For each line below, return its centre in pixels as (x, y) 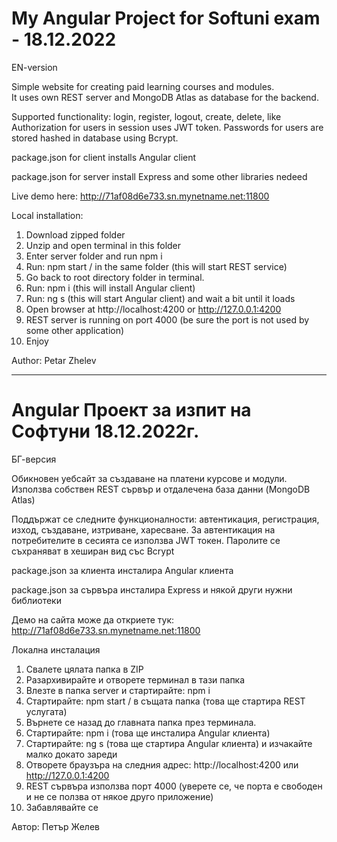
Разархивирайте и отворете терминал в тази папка (135, 679)
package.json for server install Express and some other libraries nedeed (159, 176)
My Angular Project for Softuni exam (166, 18)
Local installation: (47, 215)
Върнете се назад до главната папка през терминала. (141, 722)
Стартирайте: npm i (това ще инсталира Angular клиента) (148, 733)
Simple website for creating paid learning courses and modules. (143, 86)
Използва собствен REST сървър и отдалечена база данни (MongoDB (161, 489)
